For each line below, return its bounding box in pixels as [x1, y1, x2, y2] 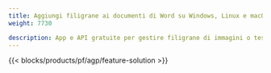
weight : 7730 [8, 19, 52, 27]
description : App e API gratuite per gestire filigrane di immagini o [8, 34, 251, 42]
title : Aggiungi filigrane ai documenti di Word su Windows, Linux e [8, 11, 248, 20]
